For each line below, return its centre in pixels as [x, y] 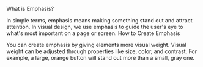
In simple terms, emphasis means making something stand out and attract [99, 20]
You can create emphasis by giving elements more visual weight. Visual [96, 45]
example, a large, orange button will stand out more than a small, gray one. [100, 58]
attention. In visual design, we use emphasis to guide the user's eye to [95, 27]
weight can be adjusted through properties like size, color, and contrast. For [102, 51]
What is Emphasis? [30, 9]
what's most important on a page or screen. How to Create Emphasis [93, 33]
